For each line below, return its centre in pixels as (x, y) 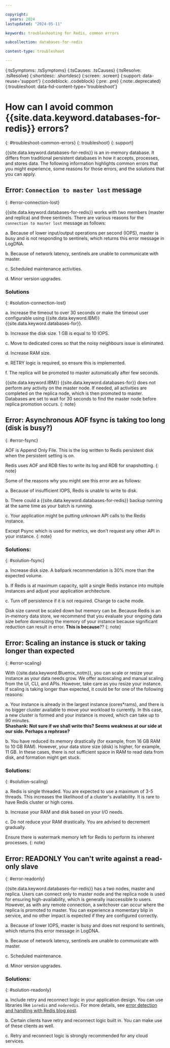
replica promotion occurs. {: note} (41, 404)
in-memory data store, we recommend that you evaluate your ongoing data (84, 616)
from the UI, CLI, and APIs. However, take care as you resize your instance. (84, 684)
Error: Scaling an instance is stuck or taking (76, 643)
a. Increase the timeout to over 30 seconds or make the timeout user (77, 313)
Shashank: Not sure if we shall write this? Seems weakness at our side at (84, 726)
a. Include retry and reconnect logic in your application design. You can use (84, 1000)
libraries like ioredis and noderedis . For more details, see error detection (81, 1005)
